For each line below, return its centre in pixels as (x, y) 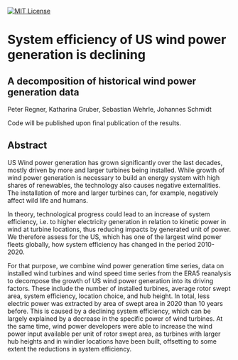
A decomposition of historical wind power (102, 81)
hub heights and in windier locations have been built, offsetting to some (112, 341)
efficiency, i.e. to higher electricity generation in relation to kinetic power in (117, 221)
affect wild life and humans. (48, 200)
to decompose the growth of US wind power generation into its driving (110, 280)
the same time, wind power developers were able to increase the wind (110, 326)
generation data (43, 92)
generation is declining (76, 55)
